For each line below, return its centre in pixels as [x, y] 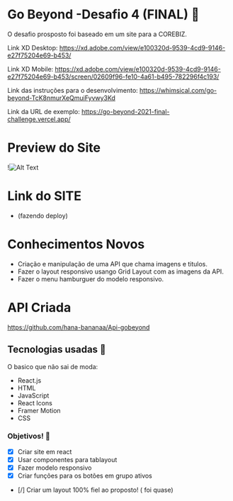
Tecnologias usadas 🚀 [57, 350]
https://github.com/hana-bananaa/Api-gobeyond [79, 327]
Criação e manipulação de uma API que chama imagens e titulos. [112, 264]
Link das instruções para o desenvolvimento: [73, 90]
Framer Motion [39, 410]
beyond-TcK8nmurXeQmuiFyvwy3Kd [61, 98]
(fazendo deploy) [43, 215]
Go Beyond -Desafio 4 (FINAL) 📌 [103, 15]
